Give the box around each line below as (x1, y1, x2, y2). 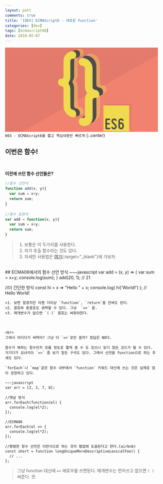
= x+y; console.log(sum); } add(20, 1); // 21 (5, 274, 91, 281)
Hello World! (5, 290, 30, 296)
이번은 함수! (5, 147, 38, 156)
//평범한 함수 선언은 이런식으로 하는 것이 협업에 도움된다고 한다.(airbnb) (5, 444, 136, 449)
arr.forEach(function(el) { (5, 400, 62, 405)
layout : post (5, 8, 32, 13)
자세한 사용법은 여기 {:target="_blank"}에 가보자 (24, 254, 115, 259)
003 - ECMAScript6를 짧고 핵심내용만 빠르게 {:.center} (5, 132, 105, 138)
